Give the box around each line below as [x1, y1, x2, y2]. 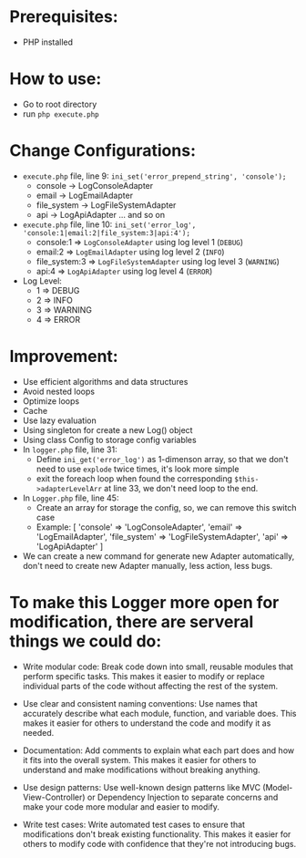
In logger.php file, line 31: [22, 444, 117, 455]
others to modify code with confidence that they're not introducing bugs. [22, 838, 297, 849]
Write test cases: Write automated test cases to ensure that [22, 819, 246, 830]
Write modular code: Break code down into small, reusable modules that [22, 661, 294, 672]
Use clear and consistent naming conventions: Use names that [22, 698, 258, 708]
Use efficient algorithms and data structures [22, 376, 189, 387]
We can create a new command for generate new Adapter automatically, [22, 550, 295, 562]
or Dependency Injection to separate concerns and [87, 791, 279, 802]
